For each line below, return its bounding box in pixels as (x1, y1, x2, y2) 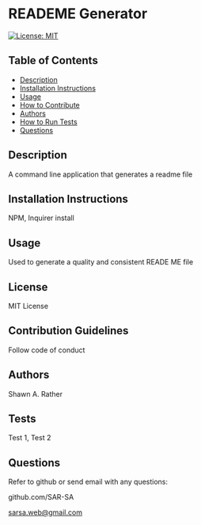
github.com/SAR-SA (8, 493, 74, 502)
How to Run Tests (19, 116, 78, 127)
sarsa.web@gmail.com (8, 508, 83, 517)
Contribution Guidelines (8, 324, 129, 337)
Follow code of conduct (8, 345, 85, 355)
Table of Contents (8, 54, 99, 67)
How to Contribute (19, 100, 81, 109)
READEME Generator (8, 5, 148, 23)
